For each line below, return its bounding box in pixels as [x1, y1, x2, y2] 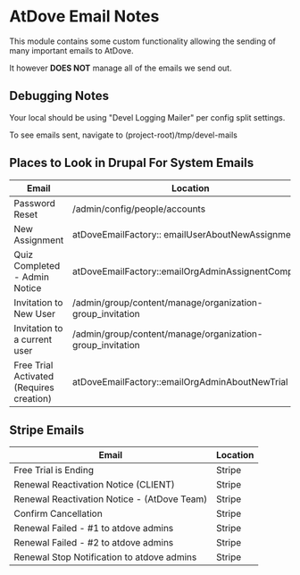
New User [13, 307, 56, 320]
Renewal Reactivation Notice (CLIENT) [13, 479, 176, 491]
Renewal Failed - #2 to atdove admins [13, 537, 174, 549]
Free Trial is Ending [13, 464, 94, 477]
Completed [13, 259, 61, 271]
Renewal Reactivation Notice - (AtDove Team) [13, 493, 208, 505]
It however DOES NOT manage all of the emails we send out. [9, 62, 232, 73]
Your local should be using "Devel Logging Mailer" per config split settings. [9, 112, 286, 122]
